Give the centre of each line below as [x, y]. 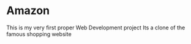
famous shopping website [39, 34]
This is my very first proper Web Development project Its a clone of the [96, 28]
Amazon [28, 11]
